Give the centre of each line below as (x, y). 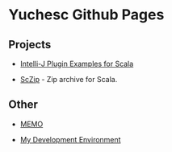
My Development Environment (70, 139)
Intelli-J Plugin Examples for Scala (77, 64)
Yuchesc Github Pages (86, 15)
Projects (30, 45)
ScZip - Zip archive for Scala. (69, 79)
